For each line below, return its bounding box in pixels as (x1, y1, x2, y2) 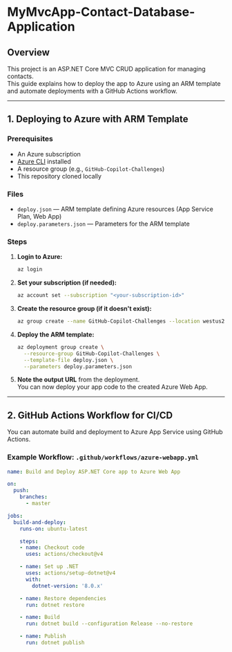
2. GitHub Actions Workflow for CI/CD (7, 409, 173, 421)
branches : (19, 493, 48, 500)
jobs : (7, 512, 23, 519)
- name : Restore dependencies (19, 595, 107, 602)
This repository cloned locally (17, 172, 102, 180)
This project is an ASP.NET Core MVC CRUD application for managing (7, 65, 206, 73)
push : (13, 487, 30, 494)
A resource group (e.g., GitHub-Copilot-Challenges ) (17, 164, 165, 173)
